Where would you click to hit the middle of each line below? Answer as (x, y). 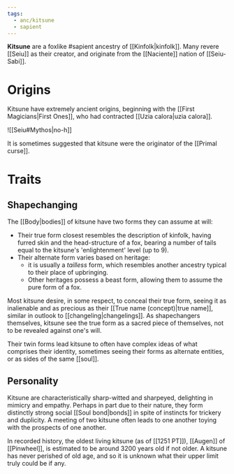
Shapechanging (43, 204)
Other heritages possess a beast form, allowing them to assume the (125, 280)
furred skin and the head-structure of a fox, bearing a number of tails (117, 243)
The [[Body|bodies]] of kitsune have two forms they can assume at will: (110, 222)
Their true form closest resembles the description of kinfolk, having (114, 236)
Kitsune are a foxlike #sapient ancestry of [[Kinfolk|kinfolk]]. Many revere (113, 47)
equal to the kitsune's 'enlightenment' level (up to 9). (93, 250)
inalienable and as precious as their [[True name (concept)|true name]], (110, 308)
